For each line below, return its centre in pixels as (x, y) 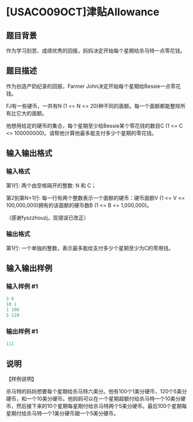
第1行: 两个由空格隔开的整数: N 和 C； (51, 185)
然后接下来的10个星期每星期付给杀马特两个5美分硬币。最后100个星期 (99, 406)
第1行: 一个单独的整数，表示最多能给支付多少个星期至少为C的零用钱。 (90, 248)
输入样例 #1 (22, 287)
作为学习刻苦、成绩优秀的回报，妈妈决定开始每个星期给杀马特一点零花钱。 (96, 51)
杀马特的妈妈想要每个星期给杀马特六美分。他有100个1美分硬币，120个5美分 (96, 391)
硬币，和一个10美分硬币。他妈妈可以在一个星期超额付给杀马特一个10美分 (94, 399)
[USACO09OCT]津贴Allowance (83, 12)
